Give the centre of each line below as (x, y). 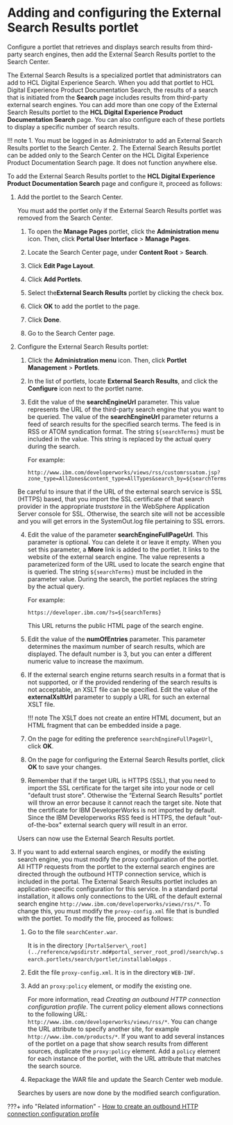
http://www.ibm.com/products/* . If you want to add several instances (126, 1036)
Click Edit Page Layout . (61, 265)
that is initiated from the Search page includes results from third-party (107, 97)
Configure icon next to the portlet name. (85, 388)
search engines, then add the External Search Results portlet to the (120, 54)
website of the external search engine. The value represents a (116, 557)
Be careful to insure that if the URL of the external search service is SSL (120, 491)
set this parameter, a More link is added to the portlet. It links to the (123, 549)
